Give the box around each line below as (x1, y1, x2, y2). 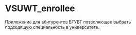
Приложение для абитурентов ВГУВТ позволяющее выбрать (5, 19, 131, 25)
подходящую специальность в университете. (5, 24, 100, 30)
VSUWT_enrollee (5, 3, 75, 14)
